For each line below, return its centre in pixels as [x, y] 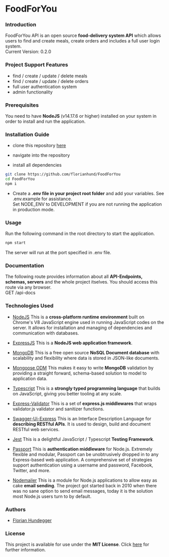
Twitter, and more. [31, 470]
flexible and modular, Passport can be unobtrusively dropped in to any [86, 454]
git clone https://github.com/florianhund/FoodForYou [63, 174]
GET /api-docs [20, 293]
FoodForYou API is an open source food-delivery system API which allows [83, 35]
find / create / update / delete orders [50, 81]
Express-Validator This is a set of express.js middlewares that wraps [84, 403]
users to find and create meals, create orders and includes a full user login [82, 41]
